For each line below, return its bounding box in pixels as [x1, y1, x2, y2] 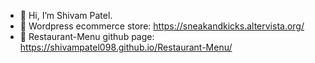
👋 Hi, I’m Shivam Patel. [19, 10, 113, 21]
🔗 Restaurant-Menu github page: [19, 31, 155, 42]
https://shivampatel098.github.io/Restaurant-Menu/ [19, 41, 233, 53]
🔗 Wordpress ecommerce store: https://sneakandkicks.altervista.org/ [19, 20, 305, 32]
